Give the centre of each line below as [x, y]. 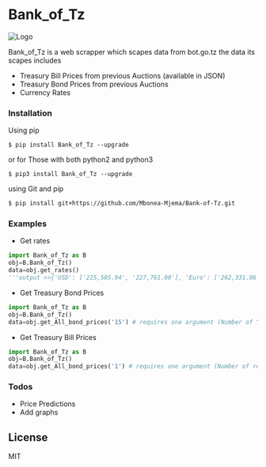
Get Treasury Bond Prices [62, 293]
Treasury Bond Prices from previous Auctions [94, 84]
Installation [30, 113]
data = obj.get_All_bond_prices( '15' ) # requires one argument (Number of [131, 322]
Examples [28, 224]
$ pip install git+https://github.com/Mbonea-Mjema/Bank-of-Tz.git [122, 204]
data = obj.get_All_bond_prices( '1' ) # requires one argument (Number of [129, 366]
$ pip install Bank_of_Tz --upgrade [68, 145]
